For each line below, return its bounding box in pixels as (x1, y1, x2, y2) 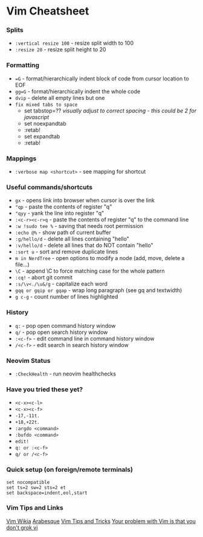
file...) (14, 261, 30, 268)
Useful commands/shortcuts (6, 183, 92, 191)
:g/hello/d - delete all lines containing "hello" (14, 235, 130, 242)
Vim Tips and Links (6, 504, 63, 512)
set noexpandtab (24, 120, 66, 127)
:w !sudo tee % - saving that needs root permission (14, 223, 144, 230)
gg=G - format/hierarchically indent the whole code (14, 88, 141, 95)
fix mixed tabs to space (14, 102, 78, 108)
